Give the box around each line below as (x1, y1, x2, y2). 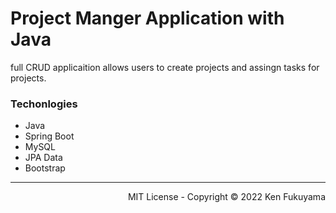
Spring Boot (24, 130, 75, 142)
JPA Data (24, 152, 63, 164)
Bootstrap (24, 162, 66, 174)
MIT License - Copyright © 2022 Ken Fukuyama (127, 191, 326, 203)
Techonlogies (10, 97, 78, 111)
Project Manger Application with (10, 7, 285, 30)
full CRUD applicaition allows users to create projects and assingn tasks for (10, 61, 320, 73)
